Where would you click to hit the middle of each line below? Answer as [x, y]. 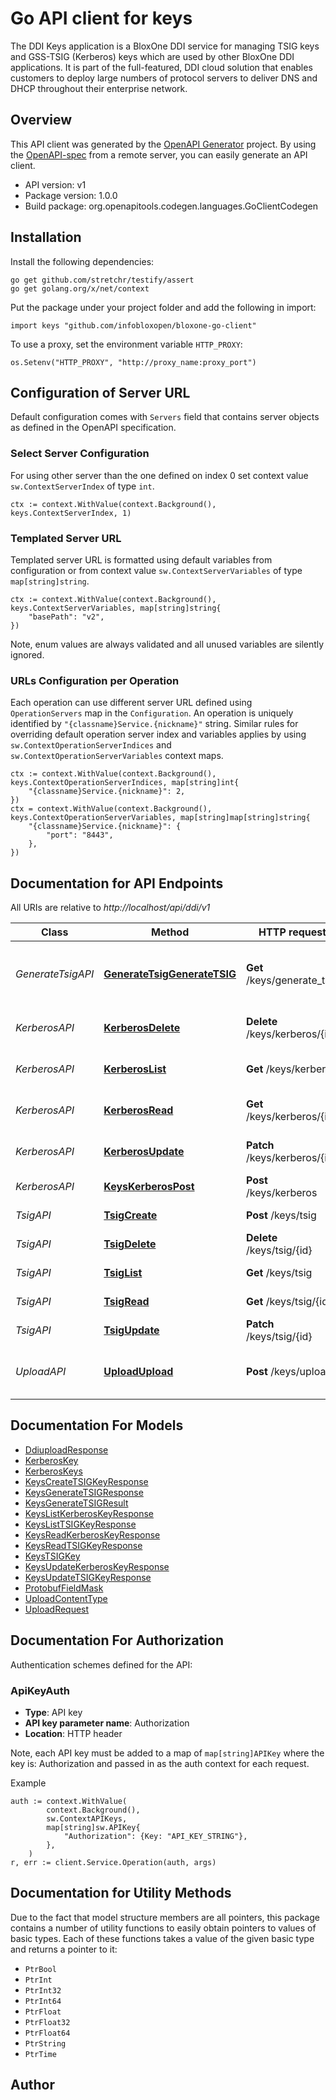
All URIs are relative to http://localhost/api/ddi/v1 [110, 908]
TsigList [123, 1273]
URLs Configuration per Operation [95, 680]
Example [28, 1783]
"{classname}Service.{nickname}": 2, [107, 792]
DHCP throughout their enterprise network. [99, 88]
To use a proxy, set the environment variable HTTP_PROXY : [126, 344]
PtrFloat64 [47, 2033]
